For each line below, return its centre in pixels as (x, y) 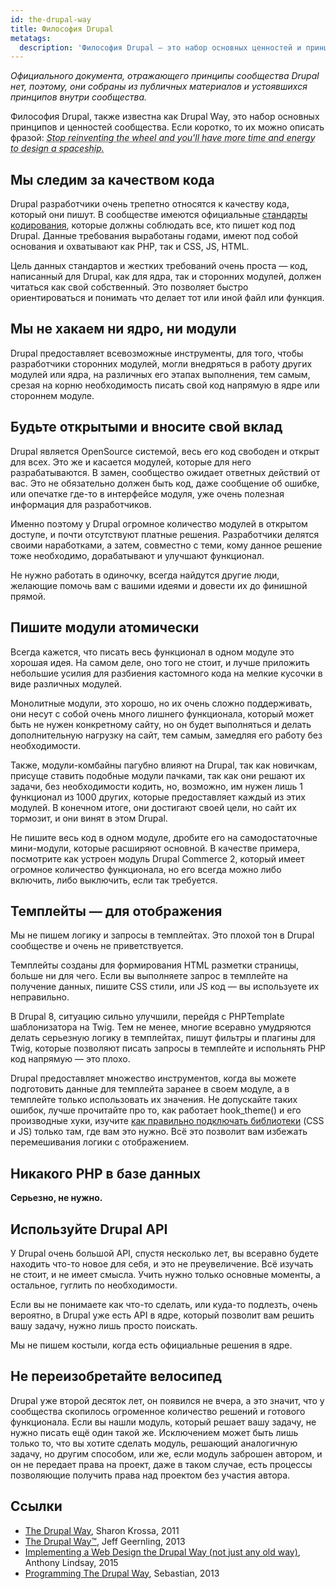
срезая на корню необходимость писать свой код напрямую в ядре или (165, 385)
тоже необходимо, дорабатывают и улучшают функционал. (137, 555)
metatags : (31, 38)
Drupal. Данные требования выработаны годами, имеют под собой (154, 236)
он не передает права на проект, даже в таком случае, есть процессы (161, 1464)
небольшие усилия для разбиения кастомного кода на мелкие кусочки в (166, 673)
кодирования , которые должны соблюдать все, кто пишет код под (153, 225)
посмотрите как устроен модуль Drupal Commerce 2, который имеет (157, 858)
